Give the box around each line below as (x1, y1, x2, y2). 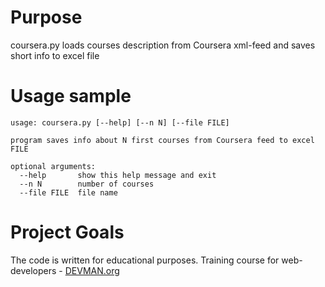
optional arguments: (10, 161, 97, 171)
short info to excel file (10, 49, 100, 61)
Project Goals (10, 221, 125, 244)
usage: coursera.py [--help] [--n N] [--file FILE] (10, 117, 230, 128)
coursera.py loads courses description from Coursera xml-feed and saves (10, 39, 316, 51)
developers (10, 264, 57, 276)
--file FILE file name (19, 187, 118, 198)
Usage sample (10, 85, 132, 108)
